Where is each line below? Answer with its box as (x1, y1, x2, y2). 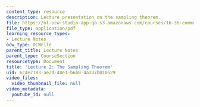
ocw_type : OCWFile (6, 42, 52, 48)
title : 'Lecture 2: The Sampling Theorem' (6, 64, 113, 70)
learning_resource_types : (6, 31, 70, 37)
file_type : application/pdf (6, 25, 76, 32)
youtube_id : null (11, 92, 55, 97)
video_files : (6, 75, 39, 81)
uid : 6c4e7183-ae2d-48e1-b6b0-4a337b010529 (6, 70, 116, 75)
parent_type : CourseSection (6, 53, 76, 59)
